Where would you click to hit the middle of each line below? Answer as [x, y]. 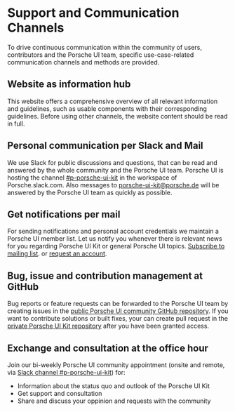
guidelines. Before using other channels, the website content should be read [117, 116]
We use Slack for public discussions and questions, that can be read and [112, 162]
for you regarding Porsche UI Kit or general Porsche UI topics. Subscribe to [116, 246]
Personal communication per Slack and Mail [105, 146]
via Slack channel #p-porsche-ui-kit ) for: [66, 372]
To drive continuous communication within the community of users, [105, 47]
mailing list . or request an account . [57, 253]
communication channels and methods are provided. [83, 62]
